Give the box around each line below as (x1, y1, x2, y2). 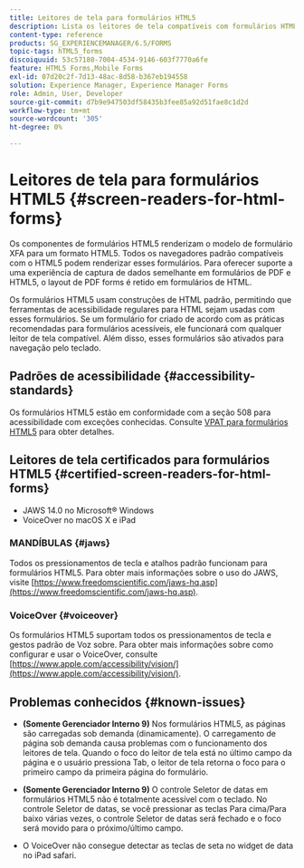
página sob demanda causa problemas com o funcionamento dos (22, 738, 268, 748)
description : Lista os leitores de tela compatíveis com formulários (9, 22, 278, 31)
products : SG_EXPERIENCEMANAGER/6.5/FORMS (9, 38, 172, 48)
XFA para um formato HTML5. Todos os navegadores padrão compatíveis (9, 247, 284, 258)
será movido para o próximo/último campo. (22, 822, 184, 834)
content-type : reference (9, 30, 103, 39)
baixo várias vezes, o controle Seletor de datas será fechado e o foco (22, 813, 282, 824)
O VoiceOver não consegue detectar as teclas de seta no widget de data (22, 840, 294, 851)
